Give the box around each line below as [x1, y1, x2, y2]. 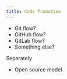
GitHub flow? [14, 30, 46, 38]
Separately [6, 54, 32, 61]
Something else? [14, 43, 55, 50]
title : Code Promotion [6, 8, 61, 15]
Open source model [14, 66, 62, 73]
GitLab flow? [14, 37, 45, 44]
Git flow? [14, 25, 36, 32]
